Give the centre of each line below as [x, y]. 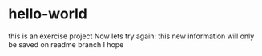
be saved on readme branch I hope [66, 44]
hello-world [48, 14]
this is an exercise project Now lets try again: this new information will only [131, 36]
